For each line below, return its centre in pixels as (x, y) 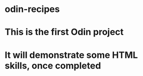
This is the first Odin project (64, 32)
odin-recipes (32, 9)
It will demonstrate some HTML (71, 55)
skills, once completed (53, 65)
